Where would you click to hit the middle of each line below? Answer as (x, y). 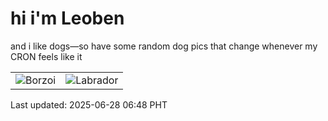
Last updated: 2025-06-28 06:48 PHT (89, 104)
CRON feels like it (46, 56)
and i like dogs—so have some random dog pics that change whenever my (164, 46)
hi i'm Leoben (67, 18)
